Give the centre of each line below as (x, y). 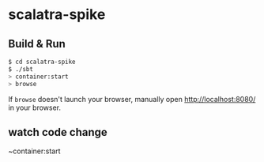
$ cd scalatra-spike (42, 62)
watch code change (58, 132)
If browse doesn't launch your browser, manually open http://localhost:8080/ (132, 99)
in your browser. (35, 107)
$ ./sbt (21, 69)
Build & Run (37, 44)
